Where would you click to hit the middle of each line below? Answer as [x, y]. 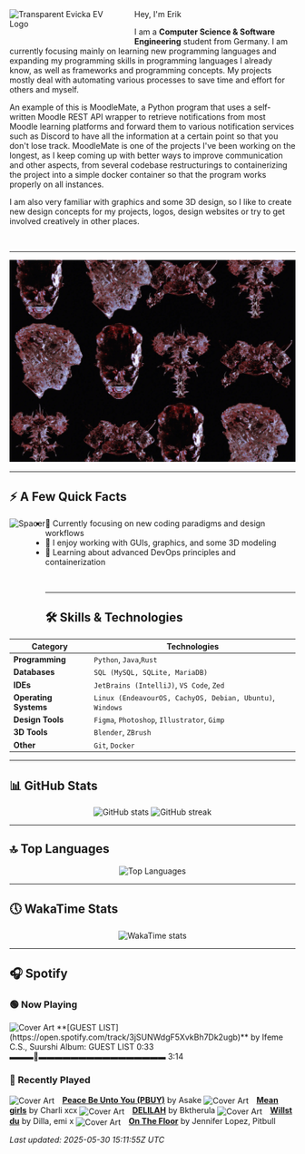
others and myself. [44, 89]
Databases [34, 672]
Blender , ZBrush [123, 732]
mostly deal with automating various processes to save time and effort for [148, 80]
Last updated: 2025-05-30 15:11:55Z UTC [87, 1139]
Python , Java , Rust [126, 660]
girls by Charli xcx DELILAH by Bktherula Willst [151, 1110]
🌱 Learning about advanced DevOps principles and [140, 552]
